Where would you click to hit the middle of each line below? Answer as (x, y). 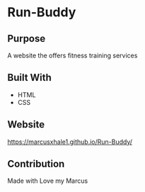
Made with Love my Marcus (48, 181)
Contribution (36, 164)
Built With (29, 78)
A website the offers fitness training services (72, 55)
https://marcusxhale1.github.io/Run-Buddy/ (70, 142)
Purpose (27, 39)
